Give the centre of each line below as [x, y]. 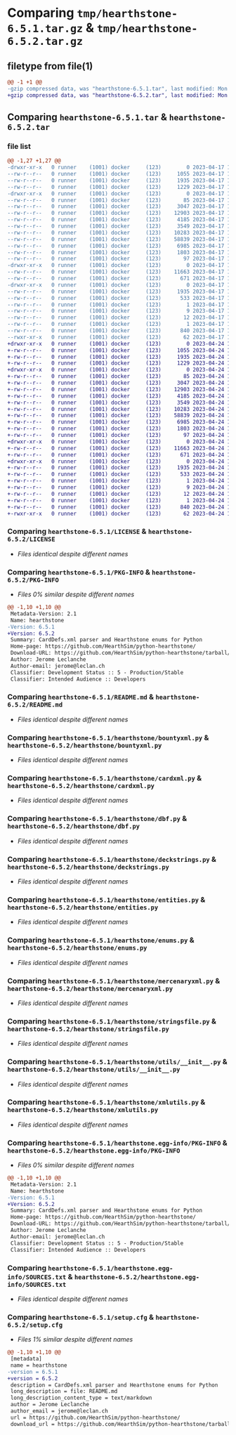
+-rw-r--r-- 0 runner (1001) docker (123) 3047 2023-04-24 [116, 383]
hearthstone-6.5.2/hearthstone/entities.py [83, 907]
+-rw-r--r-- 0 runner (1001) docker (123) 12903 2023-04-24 [116, 389]
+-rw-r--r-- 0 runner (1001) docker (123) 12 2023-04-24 [116, 494]
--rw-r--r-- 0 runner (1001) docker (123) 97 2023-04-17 [116, 259]
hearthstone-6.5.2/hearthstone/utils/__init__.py [94, 1070]
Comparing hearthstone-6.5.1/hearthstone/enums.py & [101, 941]
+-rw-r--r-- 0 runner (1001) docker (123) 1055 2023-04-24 [116, 350]
